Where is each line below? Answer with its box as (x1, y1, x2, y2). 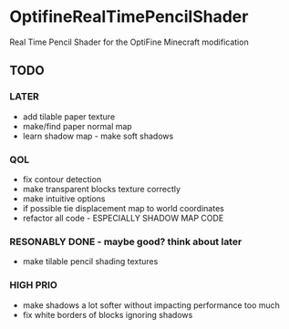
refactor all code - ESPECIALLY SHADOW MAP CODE (22, 212, 224, 223)
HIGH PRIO (9, 279, 57, 292)
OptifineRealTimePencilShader (9, 6, 249, 27)
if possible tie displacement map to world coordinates (22, 202, 225, 213)
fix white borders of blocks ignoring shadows (22, 309, 193, 320)
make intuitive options (22, 193, 106, 204)
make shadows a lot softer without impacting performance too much (22, 299, 281, 311)
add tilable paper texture (22, 111, 116, 122)
